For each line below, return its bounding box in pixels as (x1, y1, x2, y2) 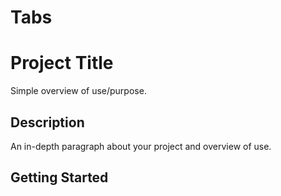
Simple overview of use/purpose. (10, 85, 147, 97)
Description (10, 114, 85, 131)
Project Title (10, 52, 114, 75)
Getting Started (10, 169, 109, 186)
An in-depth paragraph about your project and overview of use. (10, 140, 272, 152)
